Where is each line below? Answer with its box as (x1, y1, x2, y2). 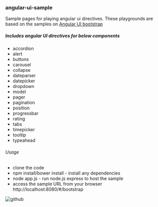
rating (12, 116, 25, 122)
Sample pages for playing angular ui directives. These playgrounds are (5, 16, 153, 22)
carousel (12, 62, 31, 68)
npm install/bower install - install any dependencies (12, 170, 120, 176)
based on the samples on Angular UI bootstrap (5, 21, 103, 27)
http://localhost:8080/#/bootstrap (12, 186, 84, 192)
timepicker (12, 127, 35, 133)
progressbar (12, 110, 39, 116)
